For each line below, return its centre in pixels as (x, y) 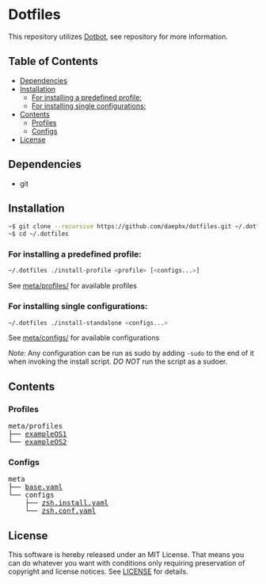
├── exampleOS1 (38, 434)
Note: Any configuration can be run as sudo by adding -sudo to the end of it (131, 353)
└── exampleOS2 (38, 442)
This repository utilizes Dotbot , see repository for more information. (118, 36)
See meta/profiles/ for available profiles (72, 286)
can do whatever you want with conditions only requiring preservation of (127, 563)
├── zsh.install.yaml (67, 503)
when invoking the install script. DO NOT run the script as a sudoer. (118, 361)
